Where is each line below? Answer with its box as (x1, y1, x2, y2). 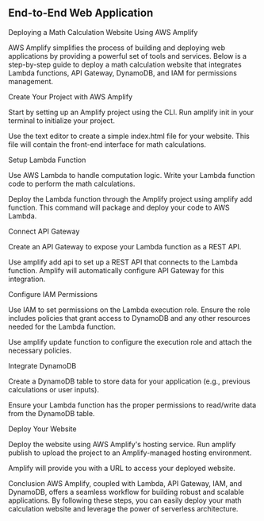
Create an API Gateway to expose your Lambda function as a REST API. (8, 241, 242, 251)
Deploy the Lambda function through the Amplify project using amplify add (8, 194, 253, 203)
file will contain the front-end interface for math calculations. (8, 139, 206, 149)
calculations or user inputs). (8, 384, 100, 394)
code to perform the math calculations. (8, 179, 136, 188)
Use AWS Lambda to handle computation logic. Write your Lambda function (8, 170, 255, 179)
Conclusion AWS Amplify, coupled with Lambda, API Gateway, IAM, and (8, 478, 243, 488)
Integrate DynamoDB (8, 361, 77, 370)
